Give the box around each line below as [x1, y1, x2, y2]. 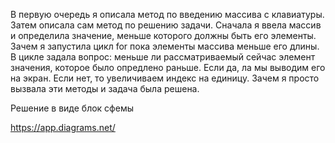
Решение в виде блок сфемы [10, 102, 134, 114]
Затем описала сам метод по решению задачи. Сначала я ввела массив [10, 19, 322, 31]
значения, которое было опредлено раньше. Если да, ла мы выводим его [10, 62, 326, 73]
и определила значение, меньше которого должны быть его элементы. [10, 30, 317, 41]
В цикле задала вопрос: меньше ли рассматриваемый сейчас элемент [10, 51, 316, 63]
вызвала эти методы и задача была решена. [10, 83, 200, 94]
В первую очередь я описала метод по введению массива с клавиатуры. [10, 9, 325, 20]
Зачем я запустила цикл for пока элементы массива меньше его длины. [10, 40, 320, 52]
